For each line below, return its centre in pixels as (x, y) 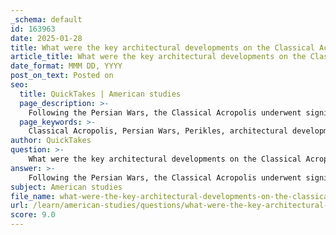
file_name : (33, 196)
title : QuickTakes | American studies (100, 94)
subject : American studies (66, 187)
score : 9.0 (33, 215)
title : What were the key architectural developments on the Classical (162, 47)
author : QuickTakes (51, 141)
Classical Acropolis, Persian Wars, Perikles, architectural (158, 131)
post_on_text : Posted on (62, 76)
